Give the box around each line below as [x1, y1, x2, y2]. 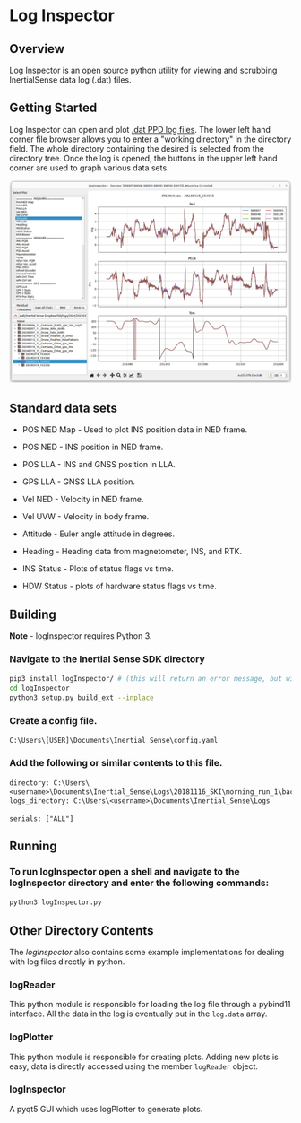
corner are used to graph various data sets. [9, 162, 169, 173]
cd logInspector [9, 683, 70, 693]
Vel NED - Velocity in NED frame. [21, 494, 144, 505]
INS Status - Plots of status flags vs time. [21, 563, 175, 574]
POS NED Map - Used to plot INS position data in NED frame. [21, 424, 248, 435]
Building [9, 606, 56, 622]
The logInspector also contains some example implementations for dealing [9, 946, 285, 957]
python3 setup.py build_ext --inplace [9, 693, 154, 702]
